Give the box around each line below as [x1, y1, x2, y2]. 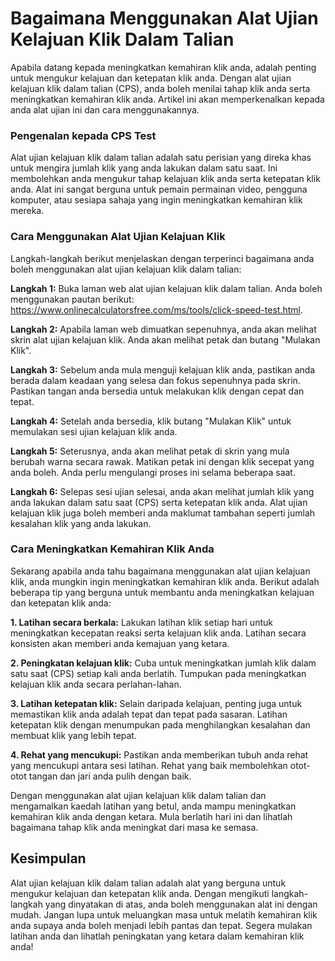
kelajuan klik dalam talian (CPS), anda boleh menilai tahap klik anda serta [10, 82, 311, 94]
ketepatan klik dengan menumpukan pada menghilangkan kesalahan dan [10, 718, 311, 731]
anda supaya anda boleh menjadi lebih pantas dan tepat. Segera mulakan [10, 919, 313, 931]
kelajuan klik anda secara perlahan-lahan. [10, 678, 182, 690]
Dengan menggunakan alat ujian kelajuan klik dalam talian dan [10, 789, 267, 801]
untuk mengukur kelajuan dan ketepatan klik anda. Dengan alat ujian [10, 72, 292, 84]
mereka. [10, 205, 45, 217]
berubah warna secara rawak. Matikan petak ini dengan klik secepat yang [10, 455, 315, 467]
